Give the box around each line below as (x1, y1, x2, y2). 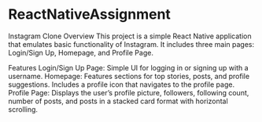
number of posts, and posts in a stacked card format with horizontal (8, 96, 228, 106)
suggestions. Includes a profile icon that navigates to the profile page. (8, 80, 234, 89)
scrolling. (8, 104, 38, 114)
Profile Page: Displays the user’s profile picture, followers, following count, (8, 88, 249, 97)
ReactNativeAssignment (8, 5, 172, 23)
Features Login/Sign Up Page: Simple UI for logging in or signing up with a (8, 63, 249, 72)
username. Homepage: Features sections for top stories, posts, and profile (8, 71, 250, 81)
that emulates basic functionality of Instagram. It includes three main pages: (8, 39, 254, 48)
